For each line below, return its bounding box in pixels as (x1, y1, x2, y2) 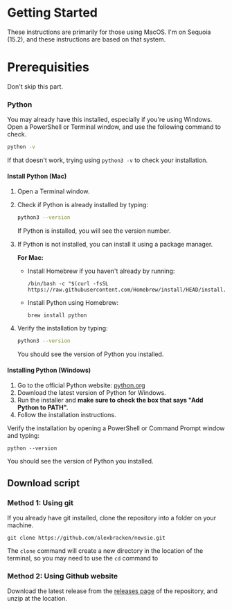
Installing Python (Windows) (7, 366, 91, 374)
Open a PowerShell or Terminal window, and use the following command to (7, 123, 222, 131)
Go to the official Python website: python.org (17, 381, 145, 389)
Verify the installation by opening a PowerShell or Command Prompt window (7, 424, 225, 432)
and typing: (7, 432, 40, 440)
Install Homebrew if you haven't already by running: (27, 267, 175, 275)
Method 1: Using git (7, 497, 74, 507)
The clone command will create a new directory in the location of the (7, 546, 204, 555)
